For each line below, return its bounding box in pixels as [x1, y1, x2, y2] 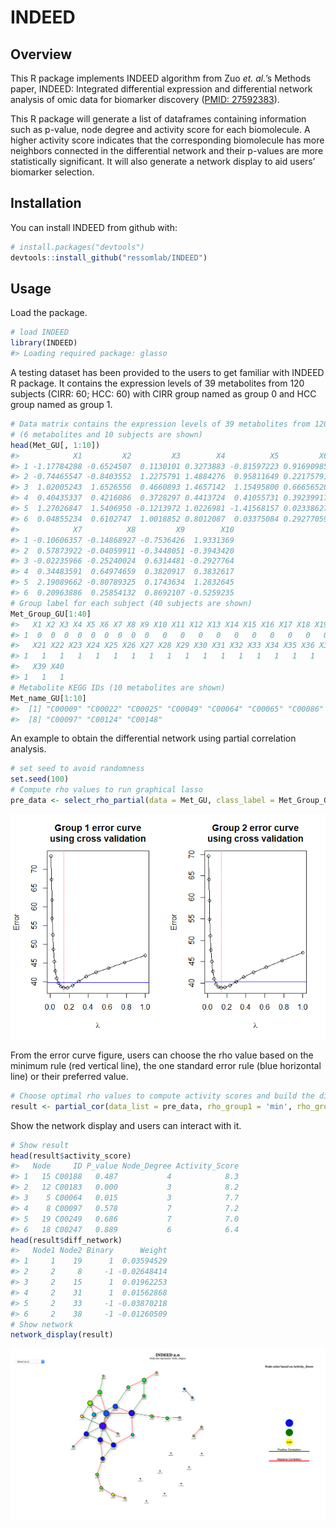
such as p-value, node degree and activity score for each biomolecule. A [10, 124, 311, 135]
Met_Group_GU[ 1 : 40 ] [10, 609, 92, 619]
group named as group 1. [10, 399, 113, 410]
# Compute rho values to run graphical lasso [10, 785, 203, 795]
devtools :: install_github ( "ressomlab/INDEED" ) [10, 252, 208, 263]
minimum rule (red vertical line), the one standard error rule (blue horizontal [10, 1059, 322, 1071]
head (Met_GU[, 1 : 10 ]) [10, 440, 101, 450]
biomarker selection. [10, 166, 95, 178]
